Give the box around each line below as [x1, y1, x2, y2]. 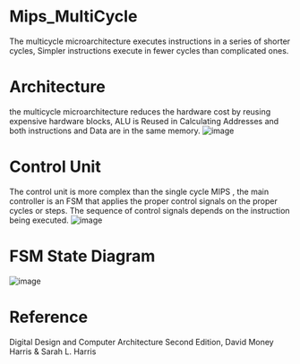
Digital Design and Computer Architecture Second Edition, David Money [9, 336, 275, 347]
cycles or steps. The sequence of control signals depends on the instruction [9, 205, 290, 216]
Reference [9, 307, 88, 327]
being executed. [9, 215, 69, 225]
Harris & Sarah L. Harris [9, 346, 97, 357]
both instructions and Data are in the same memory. [9, 125, 201, 136]
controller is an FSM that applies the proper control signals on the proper [9, 195, 278, 207]
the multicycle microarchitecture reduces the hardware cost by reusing [9, 106, 271, 117]
